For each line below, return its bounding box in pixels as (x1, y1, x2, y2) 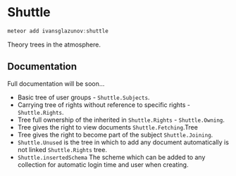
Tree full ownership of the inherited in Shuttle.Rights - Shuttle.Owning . (17, 115, 225, 124)
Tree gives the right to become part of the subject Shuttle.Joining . (17, 130, 213, 139)
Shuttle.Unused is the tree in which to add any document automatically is (17, 138, 229, 146)
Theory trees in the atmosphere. (7, 40, 101, 49)
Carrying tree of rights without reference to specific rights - (17, 100, 191, 109)
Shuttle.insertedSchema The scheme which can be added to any (17, 153, 206, 161)
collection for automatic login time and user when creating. (17, 160, 189, 169)
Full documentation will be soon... (7, 79, 105, 88)
